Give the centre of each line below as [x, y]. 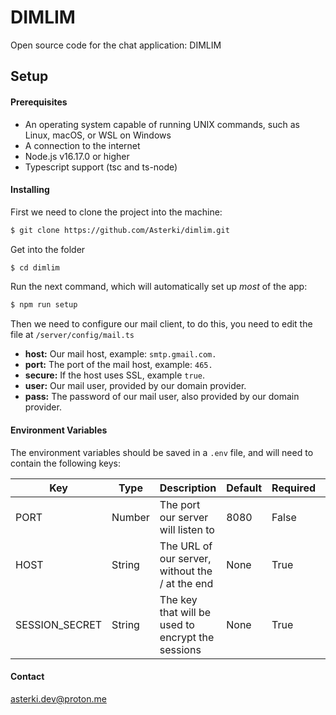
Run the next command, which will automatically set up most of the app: [159, 287]
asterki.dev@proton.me [58, 698]
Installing [30, 190]
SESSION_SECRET [59, 624]
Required [294, 488]
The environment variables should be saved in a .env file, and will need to [162, 452]
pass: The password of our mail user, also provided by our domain [162, 397]
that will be [185, 612]
